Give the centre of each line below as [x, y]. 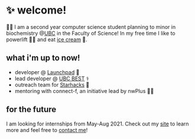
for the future [31, 110]
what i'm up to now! [43, 58]
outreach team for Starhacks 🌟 [52, 85]
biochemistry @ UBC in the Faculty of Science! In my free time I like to [91, 33]
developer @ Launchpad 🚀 [47, 72]
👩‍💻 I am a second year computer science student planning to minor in [91, 27]
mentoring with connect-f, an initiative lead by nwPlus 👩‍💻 [84, 91]
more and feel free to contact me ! [47, 130]
